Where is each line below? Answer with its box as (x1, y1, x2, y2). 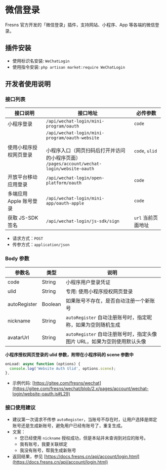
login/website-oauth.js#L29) (12, 391, 71, 397)
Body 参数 (5, 255, 30, 262)
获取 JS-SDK (7, 214, 39, 221)
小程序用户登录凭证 (66, 278, 111, 285)
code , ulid (134, 148, 157, 155)
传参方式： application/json (12, 241, 70, 247)
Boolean (41, 301, 61, 308)
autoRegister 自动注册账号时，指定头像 (66, 330, 157, 337)
